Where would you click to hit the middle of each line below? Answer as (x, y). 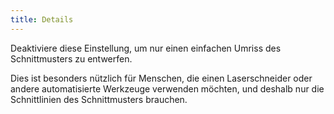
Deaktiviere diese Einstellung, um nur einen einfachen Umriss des (146, 48)
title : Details (42, 19)
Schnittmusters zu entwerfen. (71, 58)
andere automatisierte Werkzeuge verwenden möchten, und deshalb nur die (167, 88)
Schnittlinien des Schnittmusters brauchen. (99, 99)
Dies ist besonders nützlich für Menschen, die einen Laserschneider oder (161, 78)
